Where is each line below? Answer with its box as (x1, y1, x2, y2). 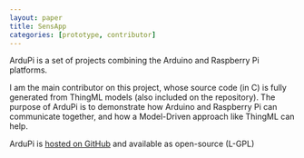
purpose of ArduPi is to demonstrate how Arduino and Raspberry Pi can (9, 102, 278, 113)
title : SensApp (9, 22, 67, 31)
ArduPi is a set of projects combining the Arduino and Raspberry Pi (9, 55, 260, 66)
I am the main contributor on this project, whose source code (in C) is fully (9, 83, 288, 94)
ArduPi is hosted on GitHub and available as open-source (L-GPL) (9, 138, 255, 150)
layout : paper (9, 13, 64, 23)
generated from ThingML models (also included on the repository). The (9, 92, 276, 103)
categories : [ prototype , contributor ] (9, 30, 156, 39)
